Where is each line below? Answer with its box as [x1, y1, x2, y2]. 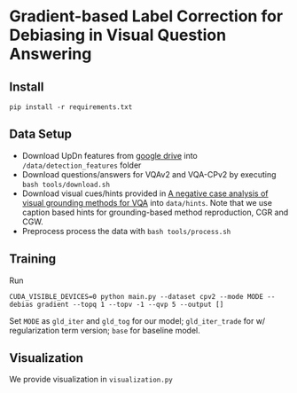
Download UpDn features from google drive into [21, 150, 198, 161]
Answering [9, 44, 92, 64]
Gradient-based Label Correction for [9, 6, 284, 27]
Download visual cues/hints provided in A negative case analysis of [21, 188, 269, 199]
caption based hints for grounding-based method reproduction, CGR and [21, 207, 289, 217]
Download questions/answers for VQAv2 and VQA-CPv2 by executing [21, 169, 277, 179]
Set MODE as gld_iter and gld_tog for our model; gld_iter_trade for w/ [9, 315, 266, 326]
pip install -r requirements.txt [9, 103, 133, 112]
